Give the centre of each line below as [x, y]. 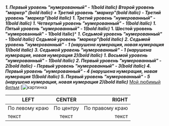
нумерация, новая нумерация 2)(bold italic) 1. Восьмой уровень [76, 55]
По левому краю [28, 108]
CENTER [66, 100]
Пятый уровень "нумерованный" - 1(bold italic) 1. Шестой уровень [79, 29]
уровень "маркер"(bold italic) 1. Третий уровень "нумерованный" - [80, 18]
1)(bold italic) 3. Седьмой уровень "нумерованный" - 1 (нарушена [78, 50]
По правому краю [106, 108]
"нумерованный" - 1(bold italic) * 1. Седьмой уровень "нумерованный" [84, 34]
